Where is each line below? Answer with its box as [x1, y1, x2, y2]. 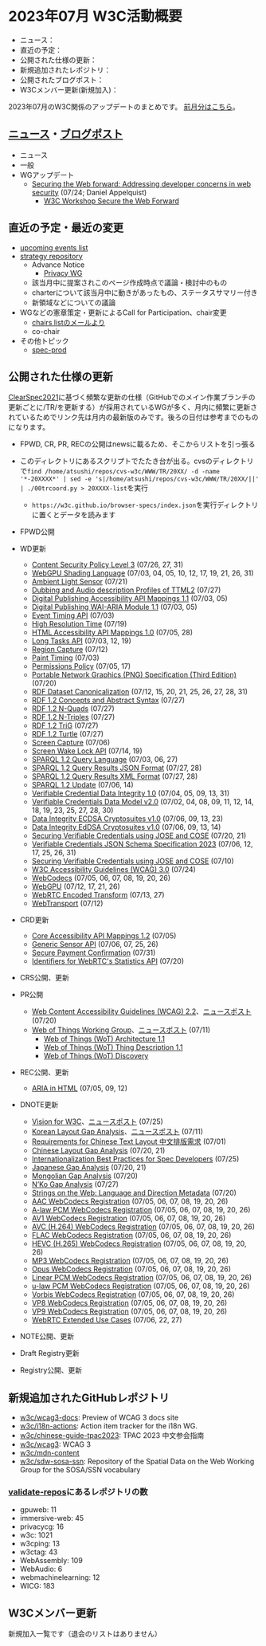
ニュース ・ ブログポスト [8, 128, 123, 141]
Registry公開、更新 [19, 1365, 83, 1375]
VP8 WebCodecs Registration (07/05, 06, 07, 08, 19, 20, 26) [31, 1298, 228, 1308]
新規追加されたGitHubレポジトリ [8, 1391, 170, 1404]
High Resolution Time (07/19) [31, 619, 127, 629]
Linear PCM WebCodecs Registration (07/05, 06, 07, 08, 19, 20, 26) [31, 1273, 252, 1283]
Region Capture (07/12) [31, 645, 108, 654]
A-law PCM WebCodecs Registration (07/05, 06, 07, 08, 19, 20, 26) [31, 1205, 251, 1215]
